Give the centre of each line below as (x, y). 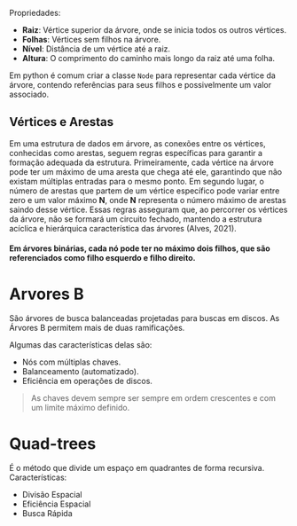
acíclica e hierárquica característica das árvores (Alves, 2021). (123, 228)
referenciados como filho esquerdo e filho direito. (102, 258)
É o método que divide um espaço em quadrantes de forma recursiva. (137, 468)
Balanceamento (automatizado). (80, 372)
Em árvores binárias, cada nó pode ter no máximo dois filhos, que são (140, 248)
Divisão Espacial (52, 495)
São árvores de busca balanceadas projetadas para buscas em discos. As (145, 318)
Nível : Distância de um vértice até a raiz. (96, 49)
